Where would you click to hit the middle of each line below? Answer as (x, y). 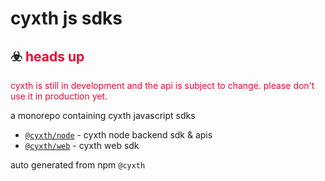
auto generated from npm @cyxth (78, 165)
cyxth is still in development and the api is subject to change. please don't (162, 85)
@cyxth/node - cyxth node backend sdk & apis (118, 135)
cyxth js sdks (66, 18)
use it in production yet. (59, 96)
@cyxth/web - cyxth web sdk (82, 145)
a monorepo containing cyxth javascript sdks (103, 115)
